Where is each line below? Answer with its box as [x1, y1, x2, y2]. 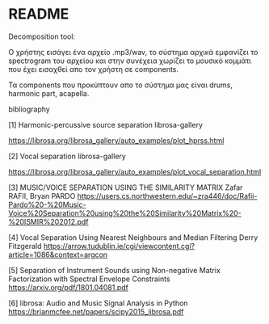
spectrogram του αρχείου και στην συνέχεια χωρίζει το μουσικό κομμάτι [8, 56, 252, 65]
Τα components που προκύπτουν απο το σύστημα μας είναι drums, [8, 80, 233, 90]
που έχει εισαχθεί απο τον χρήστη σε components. [8, 64, 179, 74]
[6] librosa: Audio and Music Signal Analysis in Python [8, 298, 188, 308]
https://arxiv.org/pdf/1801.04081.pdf [8, 282, 129, 292]
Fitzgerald [8, 241, 42, 250]
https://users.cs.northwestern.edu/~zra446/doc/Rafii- [77, 191, 258, 200]
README [8, 5, 69, 23]
